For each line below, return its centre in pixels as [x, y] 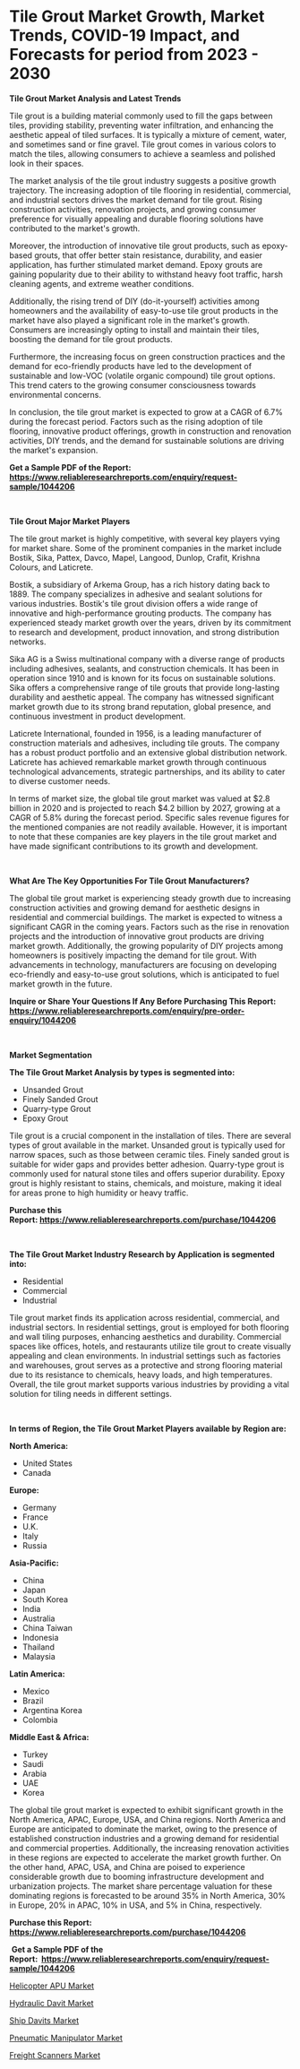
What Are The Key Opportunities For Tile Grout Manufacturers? [129, 881]
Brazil [33, 1701]
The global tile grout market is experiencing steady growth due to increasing [150, 898]
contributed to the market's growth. [75, 228]
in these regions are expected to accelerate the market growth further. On [146, 1858]
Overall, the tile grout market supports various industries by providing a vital [149, 1384]
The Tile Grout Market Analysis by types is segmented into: [122, 1072]
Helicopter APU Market [52, 1986]
